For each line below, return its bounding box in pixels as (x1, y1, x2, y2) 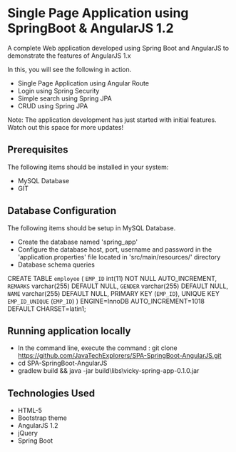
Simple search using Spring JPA (17, 94, 112, 103)
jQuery (17, 429, 38, 438)
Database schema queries (17, 260, 95, 269)
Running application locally (7, 324, 131, 337)
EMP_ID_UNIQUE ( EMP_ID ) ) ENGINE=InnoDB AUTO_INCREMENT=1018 (7, 297, 205, 305)
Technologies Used (7, 387, 95, 399)
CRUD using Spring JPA (17, 101, 88, 110)
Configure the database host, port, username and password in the (17, 245, 212, 254)
